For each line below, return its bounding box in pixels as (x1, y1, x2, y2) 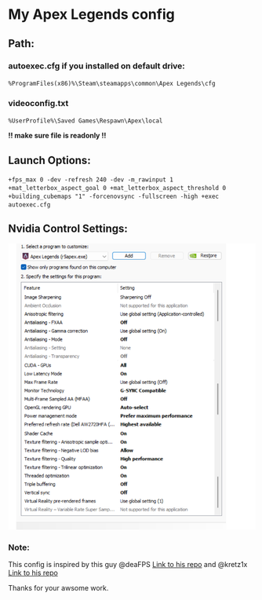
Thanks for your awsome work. (8, 584, 109, 593)
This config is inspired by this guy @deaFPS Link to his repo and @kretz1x (8, 560, 248, 569)
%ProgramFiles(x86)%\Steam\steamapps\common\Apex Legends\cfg (8, 79, 216, 87)
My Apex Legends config (8, 5, 175, 24)
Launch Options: (8, 153, 92, 166)
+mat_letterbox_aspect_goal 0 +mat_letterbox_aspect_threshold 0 (8, 184, 226, 192)
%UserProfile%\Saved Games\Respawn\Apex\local (8, 117, 163, 125)
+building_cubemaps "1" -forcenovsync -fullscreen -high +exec (8, 192, 220, 200)
